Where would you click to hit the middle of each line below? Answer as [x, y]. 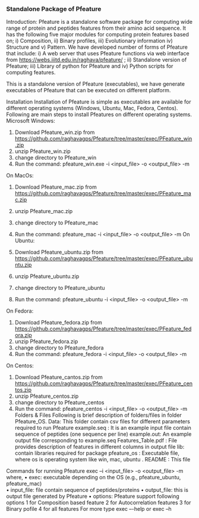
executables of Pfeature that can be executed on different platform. [89, 91]
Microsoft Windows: [31, 121]
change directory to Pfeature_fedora [59, 348]
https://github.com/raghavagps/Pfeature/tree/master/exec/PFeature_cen [104, 383]
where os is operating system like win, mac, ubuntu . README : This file [102, 460]
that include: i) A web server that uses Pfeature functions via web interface [98, 54]
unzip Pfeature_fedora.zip [46, 342]
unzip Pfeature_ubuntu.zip [47, 276]
